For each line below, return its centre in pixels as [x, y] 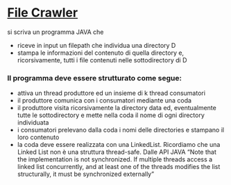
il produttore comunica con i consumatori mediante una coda [104, 100]
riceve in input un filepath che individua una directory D [96, 45]
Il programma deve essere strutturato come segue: [95, 78]
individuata [33, 123]
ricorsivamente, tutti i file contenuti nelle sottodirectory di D [102, 60]
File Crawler [43, 13]
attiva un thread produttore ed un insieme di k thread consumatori [111, 93]
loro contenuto [38, 137]
